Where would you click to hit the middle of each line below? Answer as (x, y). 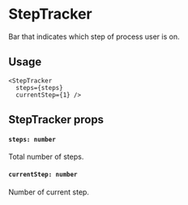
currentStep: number (43, 174)
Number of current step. (49, 192)
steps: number (32, 139)
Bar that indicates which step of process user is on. (94, 36)
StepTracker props (56, 120)
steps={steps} (39, 88)
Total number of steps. (46, 157)
